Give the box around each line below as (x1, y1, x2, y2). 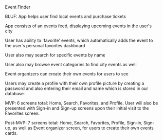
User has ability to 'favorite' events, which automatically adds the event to (5, 37, 153, 43)
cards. (5, 130, 18, 136)
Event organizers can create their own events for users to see (5, 71, 129, 77)
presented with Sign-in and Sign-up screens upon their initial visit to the (5, 105, 149, 111)
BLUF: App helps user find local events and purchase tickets (5, 14, 126, 19)
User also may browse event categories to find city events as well (5, 62, 137, 67)
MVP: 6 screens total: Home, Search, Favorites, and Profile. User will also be (5, 100, 158, 106)
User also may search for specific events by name (5, 52, 106, 58)
